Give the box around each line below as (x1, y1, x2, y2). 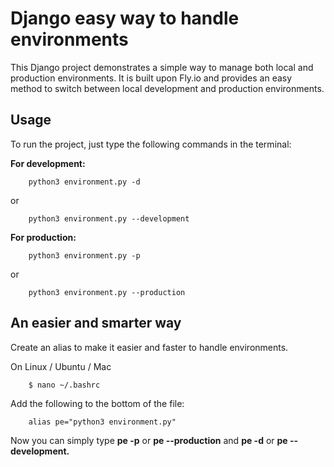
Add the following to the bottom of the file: (10, 397, 185, 409)
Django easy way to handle (10, 7, 240, 30)
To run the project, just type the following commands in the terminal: (10, 138, 292, 150)
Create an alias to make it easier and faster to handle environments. (10, 341, 289, 353)
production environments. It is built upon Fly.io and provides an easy (10, 72, 293, 84)
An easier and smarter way (10, 315, 182, 332)
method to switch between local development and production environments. (10, 82, 325, 94)
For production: (10, 231, 77, 243)
